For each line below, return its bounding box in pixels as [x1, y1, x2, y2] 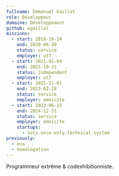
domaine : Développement [6, 20, 65, 25]
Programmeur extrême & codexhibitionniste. [6, 162, 114, 169]
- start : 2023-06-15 [11, 102, 62, 108]
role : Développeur [6, 14, 52, 20]
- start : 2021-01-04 [11, 58, 62, 64]
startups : [17, 124, 41, 130]
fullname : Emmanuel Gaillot [6, 8, 76, 15]
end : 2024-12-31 [17, 108, 57, 114]
